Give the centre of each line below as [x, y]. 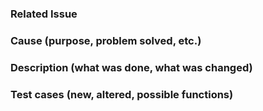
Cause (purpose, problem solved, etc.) [106, 40]
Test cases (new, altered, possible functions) [122, 94]
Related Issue [44, 14]
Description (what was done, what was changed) [131, 67]
